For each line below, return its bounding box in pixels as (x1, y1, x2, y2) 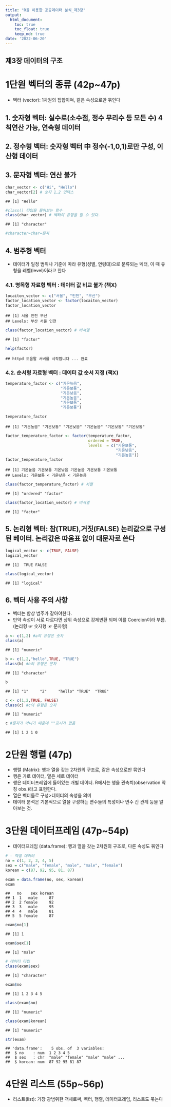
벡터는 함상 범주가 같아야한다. (12, 610, 72, 616)
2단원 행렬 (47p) (5, 748, 72, 760)
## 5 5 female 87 (5, 913, 54, 918)
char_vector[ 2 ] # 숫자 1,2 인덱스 (5, 190, 74, 195)
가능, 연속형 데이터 (25, 123, 81, 132)
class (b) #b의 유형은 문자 (5, 661, 56, 666)
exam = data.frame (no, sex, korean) (5, 877, 84, 882)
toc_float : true (14, 27, 50, 32)
